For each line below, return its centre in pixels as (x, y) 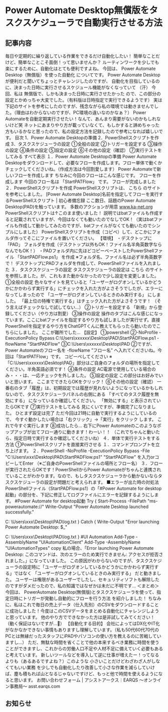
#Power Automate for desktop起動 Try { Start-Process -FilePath (80, 501)
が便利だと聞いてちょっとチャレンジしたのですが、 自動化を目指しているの (82, 81)
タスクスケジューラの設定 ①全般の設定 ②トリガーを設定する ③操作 (90, 144)
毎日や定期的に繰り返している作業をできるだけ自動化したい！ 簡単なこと (80, 56)
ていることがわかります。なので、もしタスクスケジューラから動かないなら (81, 476)
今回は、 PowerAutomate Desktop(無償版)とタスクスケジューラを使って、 (81, 592)
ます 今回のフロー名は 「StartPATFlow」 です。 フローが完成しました (85, 182)
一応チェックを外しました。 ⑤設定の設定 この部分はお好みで (95, 375)
